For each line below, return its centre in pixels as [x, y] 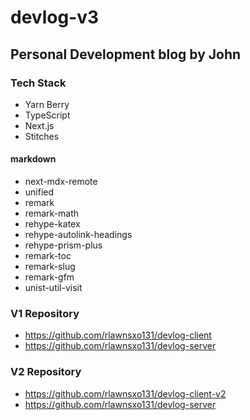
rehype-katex [52, 224]
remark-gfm [49, 277]
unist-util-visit [53, 288]
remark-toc [48, 256]
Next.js [39, 125]
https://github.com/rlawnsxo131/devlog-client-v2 [125, 393]
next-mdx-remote [61, 182]
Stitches [42, 136]
